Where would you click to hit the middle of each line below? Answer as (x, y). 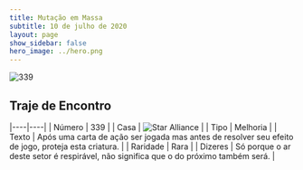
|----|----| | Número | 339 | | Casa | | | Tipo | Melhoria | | (143, 127)
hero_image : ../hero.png (56, 52)
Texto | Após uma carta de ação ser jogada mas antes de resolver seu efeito (151, 137)
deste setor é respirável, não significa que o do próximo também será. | (142, 156)
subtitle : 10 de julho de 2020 (68, 26)
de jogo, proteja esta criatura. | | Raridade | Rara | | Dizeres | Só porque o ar (150, 146)
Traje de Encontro (60, 105)
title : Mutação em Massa (56, 18)
